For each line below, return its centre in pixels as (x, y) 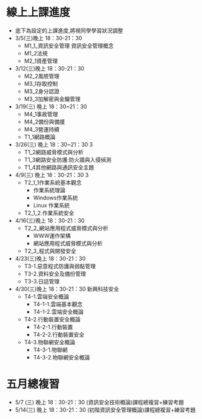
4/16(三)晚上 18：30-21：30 (50, 220)
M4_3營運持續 (42, 129)
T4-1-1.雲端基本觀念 (58, 304)
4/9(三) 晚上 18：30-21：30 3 (52, 175)
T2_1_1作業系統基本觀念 (53, 182)
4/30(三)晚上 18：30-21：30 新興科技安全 (67, 289)
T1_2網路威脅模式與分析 (54, 152)
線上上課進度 (39, 12)
